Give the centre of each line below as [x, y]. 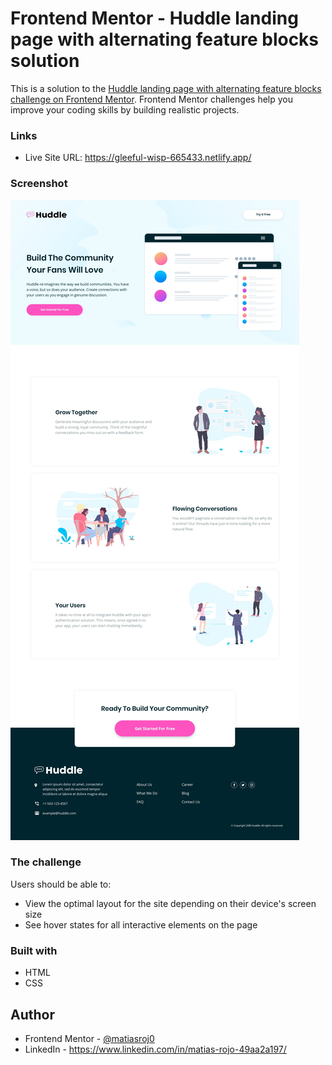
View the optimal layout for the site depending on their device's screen [170, 903]
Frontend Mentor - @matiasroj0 [89, 1038]
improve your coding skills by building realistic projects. [125, 109]
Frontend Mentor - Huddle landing [154, 18]
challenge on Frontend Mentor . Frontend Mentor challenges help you [151, 99]
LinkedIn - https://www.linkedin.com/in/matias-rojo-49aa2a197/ [155, 1049]
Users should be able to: [61, 884]
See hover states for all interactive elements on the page [141, 924]
